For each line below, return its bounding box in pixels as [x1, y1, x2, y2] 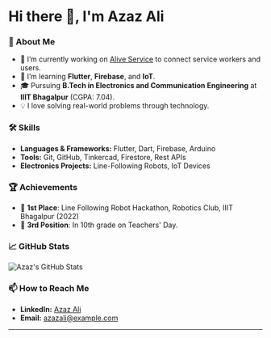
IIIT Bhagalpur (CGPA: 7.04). [19, 92, 115, 102]
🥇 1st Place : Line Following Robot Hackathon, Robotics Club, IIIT [19, 203, 234, 213]
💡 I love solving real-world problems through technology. [19, 101, 210, 111]
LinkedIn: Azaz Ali [19, 304, 81, 314]
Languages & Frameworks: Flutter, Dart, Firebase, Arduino [19, 143, 216, 153]
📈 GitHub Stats [8, 241, 70, 251]
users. [19, 63, 42, 73]
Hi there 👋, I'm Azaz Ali [8, 7, 165, 26]
